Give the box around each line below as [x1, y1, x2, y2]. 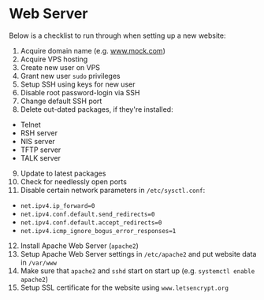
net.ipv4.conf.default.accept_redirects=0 [20, 218, 162, 227]
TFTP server [20, 145, 61, 154]
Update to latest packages [20, 169, 106, 178]
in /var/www [20, 257, 58, 267]
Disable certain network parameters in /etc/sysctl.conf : [20, 185, 206, 194]
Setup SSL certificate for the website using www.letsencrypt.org [20, 283, 229, 292]
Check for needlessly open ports [20, 176, 127, 186]
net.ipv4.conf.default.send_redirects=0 [20, 210, 155, 218]
